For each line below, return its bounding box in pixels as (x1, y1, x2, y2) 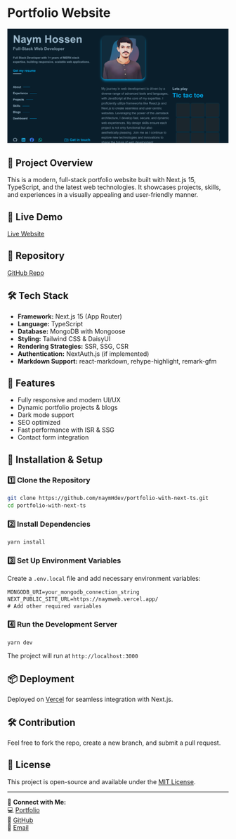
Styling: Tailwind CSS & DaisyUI (17, 334, 111, 342)
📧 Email (7, 823, 29, 831)
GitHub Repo (7, 269, 44, 277)
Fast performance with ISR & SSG (17, 425, 114, 434)
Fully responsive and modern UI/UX (17, 396, 121, 404)
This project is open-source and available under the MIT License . (7, 777, 196, 786)
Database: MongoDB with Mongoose (17, 327, 126, 335)
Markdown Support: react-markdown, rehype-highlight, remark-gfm (17, 357, 217, 365)
